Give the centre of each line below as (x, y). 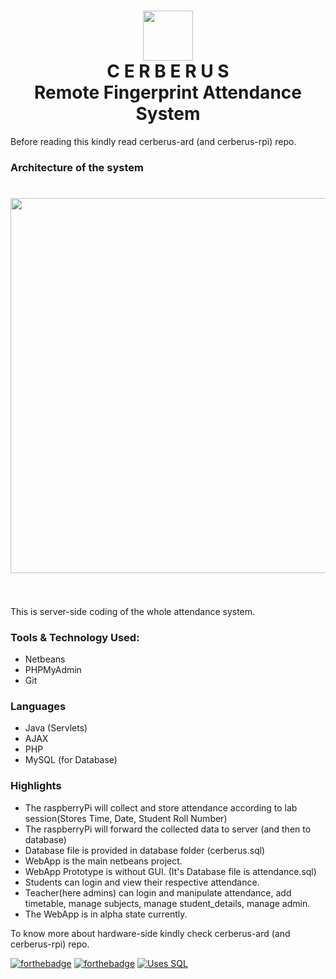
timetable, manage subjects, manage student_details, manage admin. (167, 903)
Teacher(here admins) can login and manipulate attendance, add (158, 892)
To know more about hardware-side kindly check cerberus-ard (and (150, 933)
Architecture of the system (77, 167)
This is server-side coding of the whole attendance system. (133, 611)
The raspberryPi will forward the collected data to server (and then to (168, 829)
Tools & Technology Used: (75, 637)
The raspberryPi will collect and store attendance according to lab (161, 807)
